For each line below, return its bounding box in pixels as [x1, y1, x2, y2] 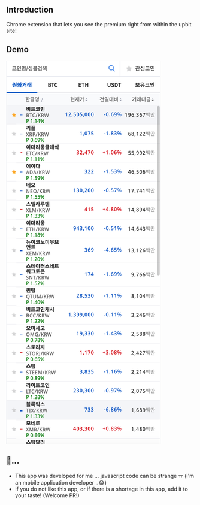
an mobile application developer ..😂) [14, 479, 107, 486]
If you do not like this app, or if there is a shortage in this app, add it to [14, 485, 189, 493]
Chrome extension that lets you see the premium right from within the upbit [6, 20, 192, 28]
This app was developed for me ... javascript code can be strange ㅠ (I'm [14, 473, 195, 480]
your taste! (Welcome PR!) [14, 492, 80, 499]
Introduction [6, 5, 54, 15]
